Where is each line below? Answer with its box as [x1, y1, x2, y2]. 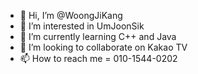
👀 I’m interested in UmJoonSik [19, 20, 145, 32]
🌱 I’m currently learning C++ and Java [19, 31, 177, 42]
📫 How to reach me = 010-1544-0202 [19, 53, 178, 64]
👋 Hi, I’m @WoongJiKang [19, 10, 123, 21]
